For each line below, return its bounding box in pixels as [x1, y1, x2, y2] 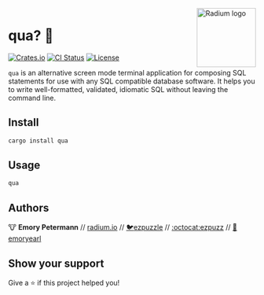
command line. [8, 93, 57, 102]
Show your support [8, 256, 104, 270]
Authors [8, 201, 49, 215]
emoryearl [8, 234, 42, 243]
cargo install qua [8, 137, 68, 145]
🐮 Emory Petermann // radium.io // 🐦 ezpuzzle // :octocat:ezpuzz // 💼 [8, 223, 237, 232]
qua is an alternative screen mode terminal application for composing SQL [8, 68, 247, 77]
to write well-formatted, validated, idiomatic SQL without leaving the [8, 84, 229, 94]
